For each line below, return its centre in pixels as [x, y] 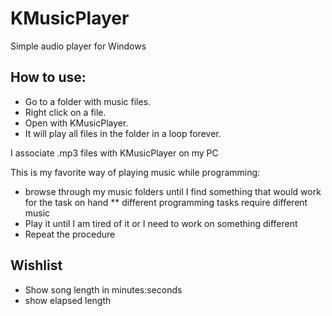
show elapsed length [68, 300]
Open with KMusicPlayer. [76, 123]
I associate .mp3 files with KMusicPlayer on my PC [114, 153]
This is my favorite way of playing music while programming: [135, 172]
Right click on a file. [65, 112]
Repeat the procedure [70, 234]
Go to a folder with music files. [88, 101]
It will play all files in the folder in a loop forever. [123, 133]
